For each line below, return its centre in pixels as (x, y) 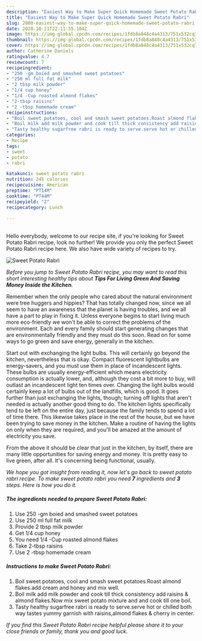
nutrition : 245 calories (37, 179)
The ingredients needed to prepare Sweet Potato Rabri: (77, 499)
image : (14, 34)
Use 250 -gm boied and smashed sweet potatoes (76, 514)
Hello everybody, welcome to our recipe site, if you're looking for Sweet (95, 236)
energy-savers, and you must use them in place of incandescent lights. (94, 366)
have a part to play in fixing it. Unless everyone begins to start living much (98, 316)
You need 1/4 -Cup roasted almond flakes (66, 540)
